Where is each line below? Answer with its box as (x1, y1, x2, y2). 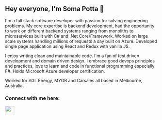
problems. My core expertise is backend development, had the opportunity (5, 23, 155, 29)
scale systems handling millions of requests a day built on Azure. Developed (5, 38, 158, 44)
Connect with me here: (5, 95, 60, 102)
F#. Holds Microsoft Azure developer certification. (5, 68, 105, 74)
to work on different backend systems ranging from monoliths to (5, 28, 134, 34)
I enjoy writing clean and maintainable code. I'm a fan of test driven (5, 53, 140, 59)
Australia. (5, 83, 24, 89)
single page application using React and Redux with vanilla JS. (5, 43, 130, 49)
